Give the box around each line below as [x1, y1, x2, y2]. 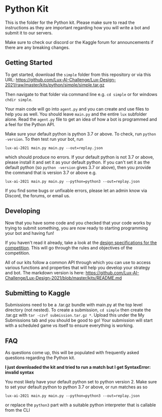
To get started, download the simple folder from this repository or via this [5, 72, 151, 77]
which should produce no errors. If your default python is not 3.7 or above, [5, 154, 154, 160]
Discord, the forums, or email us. [5, 192, 70, 198]
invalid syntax [5, 369, 34, 376]
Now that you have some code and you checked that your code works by [5, 220, 151, 226]
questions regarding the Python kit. [5, 355, 75, 361]
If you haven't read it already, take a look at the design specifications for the [5, 240, 157, 246]
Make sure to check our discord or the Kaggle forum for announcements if [5, 39, 154, 45]
